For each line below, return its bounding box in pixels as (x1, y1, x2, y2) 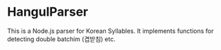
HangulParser (7, 4, 89, 20)
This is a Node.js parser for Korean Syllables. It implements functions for (7, 27, 214, 35)
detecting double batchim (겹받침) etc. (7, 35, 116, 43)
